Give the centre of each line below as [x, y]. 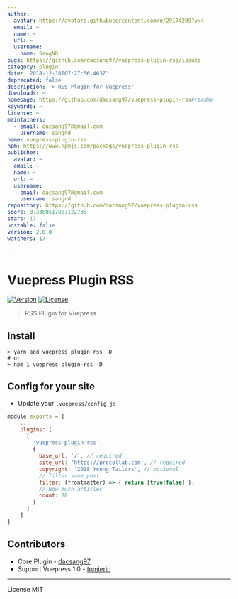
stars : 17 [22, 219]
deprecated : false [34, 80]
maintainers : [27, 119]
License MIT [25, 589]
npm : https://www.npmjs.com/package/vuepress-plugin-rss [93, 146]
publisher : [23, 153]
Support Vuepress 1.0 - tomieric [64, 568]
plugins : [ [36, 430]
